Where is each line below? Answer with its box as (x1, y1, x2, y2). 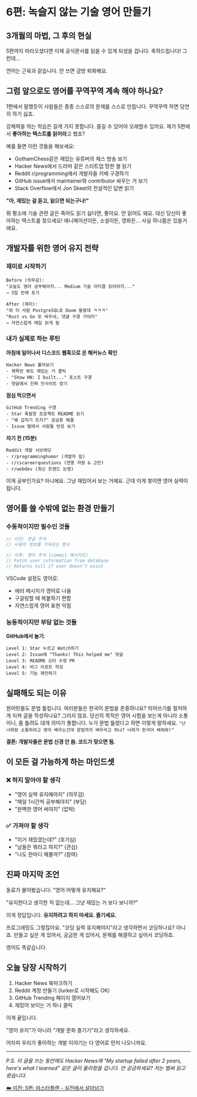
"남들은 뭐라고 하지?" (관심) (14, 843, 78, 850)
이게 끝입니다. (6, 1014, 38, 1021)
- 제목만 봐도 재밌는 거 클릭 (6, 368, 66, 374)
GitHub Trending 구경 (6, 405, 57, 410)
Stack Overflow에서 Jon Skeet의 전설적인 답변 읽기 (14, 184, 134, 191)
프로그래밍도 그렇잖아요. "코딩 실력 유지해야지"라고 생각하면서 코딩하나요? (6, 924, 175, 931)
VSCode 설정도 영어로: (6, 575, 59, 582)
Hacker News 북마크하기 (14, 979, 73, 986)
